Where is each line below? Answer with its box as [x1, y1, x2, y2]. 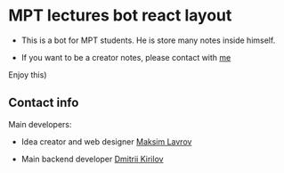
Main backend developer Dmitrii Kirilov [20, 153, 164, 164]
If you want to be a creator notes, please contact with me [20, 52, 231, 62]
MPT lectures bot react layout [8, 5, 232, 26]
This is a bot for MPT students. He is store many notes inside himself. [20, 35, 276, 45]
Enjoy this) [8, 69, 47, 80]
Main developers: [8, 119, 72, 129]
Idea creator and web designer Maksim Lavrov [20, 136, 192, 147]
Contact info [8, 95, 79, 111]
